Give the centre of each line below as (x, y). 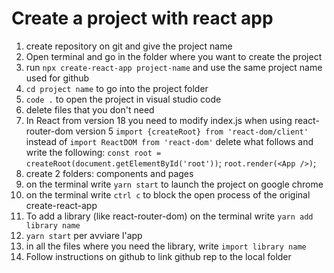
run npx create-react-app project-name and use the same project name (174, 67)
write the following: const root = (93, 152)
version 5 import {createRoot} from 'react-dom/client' (192, 131)
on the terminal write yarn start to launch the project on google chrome (174, 184)
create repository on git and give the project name (129, 46)
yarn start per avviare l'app (84, 235)
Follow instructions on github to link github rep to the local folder (158, 256)
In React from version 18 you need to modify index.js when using (159, 120)
